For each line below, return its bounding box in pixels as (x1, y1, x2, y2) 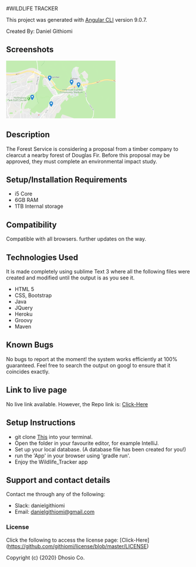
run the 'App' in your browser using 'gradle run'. (14, 452, 130, 459)
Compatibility (6, 220, 57, 230)
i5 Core (14, 190, 33, 197)
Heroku (14, 310, 33, 318)
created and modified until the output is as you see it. (6, 274, 135, 281)
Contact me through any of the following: (6, 491, 106, 498)
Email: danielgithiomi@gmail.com (14, 508, 95, 515)
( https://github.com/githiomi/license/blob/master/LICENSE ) (6, 542, 149, 549)
